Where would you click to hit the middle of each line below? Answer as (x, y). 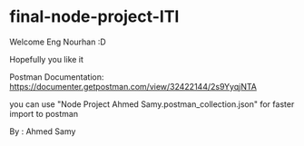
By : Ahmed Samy (43, 131)
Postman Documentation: (57, 77)
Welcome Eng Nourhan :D (58, 42)
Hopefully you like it (47, 59)
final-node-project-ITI (94, 17)
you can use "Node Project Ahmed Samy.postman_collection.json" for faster (152, 104)
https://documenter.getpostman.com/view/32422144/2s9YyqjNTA (133, 86)
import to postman (44, 113)
